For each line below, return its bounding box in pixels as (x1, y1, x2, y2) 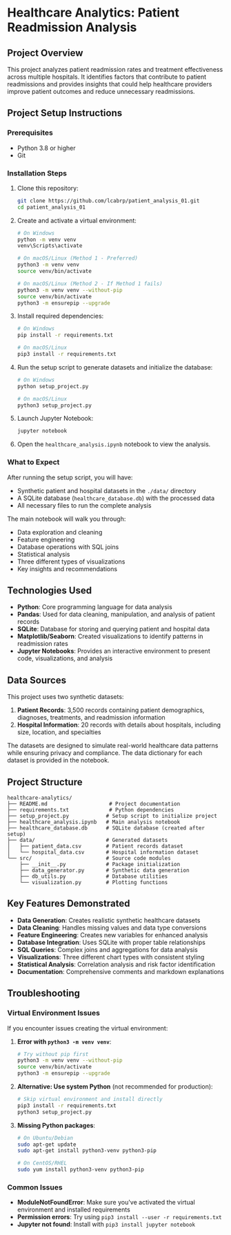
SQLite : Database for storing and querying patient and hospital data (17, 625, 210, 633)
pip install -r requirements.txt (17, 332, 114, 339)
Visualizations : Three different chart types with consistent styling (17, 952, 205, 961)
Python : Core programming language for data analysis (17, 603, 172, 611)
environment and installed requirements (17, 1205, 131, 1214)
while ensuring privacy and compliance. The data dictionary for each (7, 749, 203, 757)
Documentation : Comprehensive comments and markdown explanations (17, 967, 225, 975)
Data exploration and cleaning (17, 528, 103, 536)
